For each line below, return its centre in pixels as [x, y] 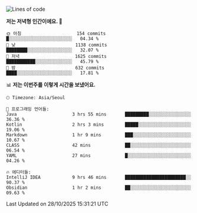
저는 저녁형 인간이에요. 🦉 [35, 21]
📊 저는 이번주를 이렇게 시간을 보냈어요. [51, 85]
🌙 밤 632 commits [55, 68]
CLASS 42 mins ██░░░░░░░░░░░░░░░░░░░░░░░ [99, 145]
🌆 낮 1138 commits [57, 45]
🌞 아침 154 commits [56, 34]
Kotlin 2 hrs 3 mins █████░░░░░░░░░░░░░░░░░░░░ [99, 124]
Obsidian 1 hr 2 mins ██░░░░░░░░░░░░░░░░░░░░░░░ [99, 188]
